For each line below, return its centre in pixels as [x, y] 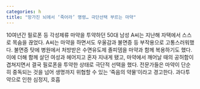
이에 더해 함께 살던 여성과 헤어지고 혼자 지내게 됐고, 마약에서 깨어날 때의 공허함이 [100, 57]
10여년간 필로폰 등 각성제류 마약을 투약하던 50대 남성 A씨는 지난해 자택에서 [93, 35]
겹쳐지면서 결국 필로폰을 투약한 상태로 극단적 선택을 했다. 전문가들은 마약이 [93, 64]
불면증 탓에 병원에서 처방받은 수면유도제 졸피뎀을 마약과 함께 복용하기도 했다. [103, 50]
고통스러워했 [180, 42]
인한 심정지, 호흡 [41, 79]
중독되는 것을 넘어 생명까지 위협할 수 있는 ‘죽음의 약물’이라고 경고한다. [93, 72]
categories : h [24, 12]
